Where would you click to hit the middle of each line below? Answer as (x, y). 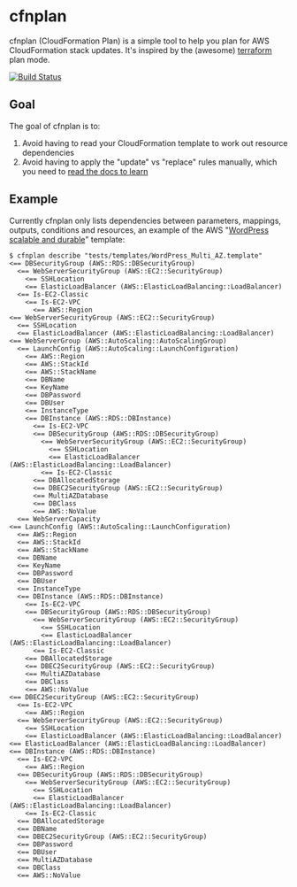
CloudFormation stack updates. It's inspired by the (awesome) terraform (141, 50)
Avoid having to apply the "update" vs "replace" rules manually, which (149, 162)
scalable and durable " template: (67, 239)
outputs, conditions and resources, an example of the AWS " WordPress (139, 230)
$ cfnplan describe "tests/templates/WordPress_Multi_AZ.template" (136, 255)
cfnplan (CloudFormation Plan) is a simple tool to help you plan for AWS (139, 41)
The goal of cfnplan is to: (55, 126)
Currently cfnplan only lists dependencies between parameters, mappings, (145, 220)
